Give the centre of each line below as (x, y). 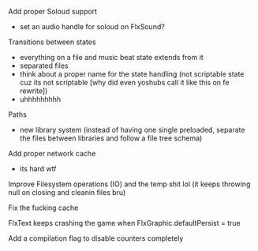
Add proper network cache (52, 154)
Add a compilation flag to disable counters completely (96, 238)
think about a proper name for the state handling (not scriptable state (132, 74)
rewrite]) (34, 91)
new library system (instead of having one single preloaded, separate (132, 130)
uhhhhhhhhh (40, 99)
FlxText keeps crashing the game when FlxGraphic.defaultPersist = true (124, 223)
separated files (44, 66)
